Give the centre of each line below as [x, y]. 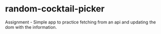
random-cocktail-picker [55, 9]
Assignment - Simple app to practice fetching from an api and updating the [80, 22]
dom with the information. [31, 27]
